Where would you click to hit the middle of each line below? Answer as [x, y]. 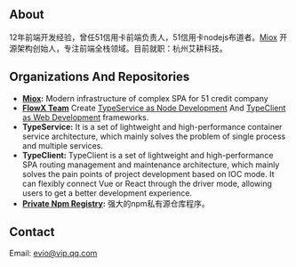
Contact [32, 232]
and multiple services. [63, 145]
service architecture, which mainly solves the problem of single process [154, 136]
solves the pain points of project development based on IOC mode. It [148, 174]
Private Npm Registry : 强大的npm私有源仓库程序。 [116, 203]
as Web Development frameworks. [85, 117]
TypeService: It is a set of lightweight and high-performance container [152, 126]
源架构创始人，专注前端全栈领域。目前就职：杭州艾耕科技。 [118, 48]
